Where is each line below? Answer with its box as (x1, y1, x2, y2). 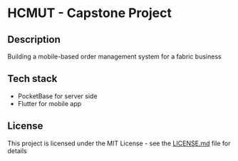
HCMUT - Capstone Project (7, 5, 172, 21)
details (7, 146, 27, 155)
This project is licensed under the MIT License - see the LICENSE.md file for (7, 139, 231, 147)
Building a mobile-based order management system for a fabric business (7, 52, 222, 61)
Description (7, 33, 61, 46)
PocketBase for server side (17, 91, 98, 100)
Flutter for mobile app (17, 99, 82, 108)
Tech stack (7, 73, 58, 85)
